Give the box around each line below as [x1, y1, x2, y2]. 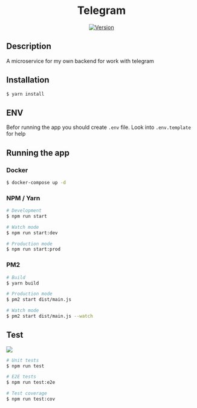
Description [6, 41, 51, 51]
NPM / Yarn [6, 194, 40, 202]
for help [6, 130, 26, 137]
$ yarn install [6, 91, 45, 97]
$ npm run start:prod [6, 246, 61, 252]
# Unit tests [6, 357, 39, 363]
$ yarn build [6, 280, 39, 286]
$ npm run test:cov [6, 396, 56, 403]
